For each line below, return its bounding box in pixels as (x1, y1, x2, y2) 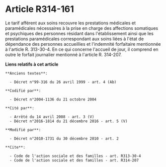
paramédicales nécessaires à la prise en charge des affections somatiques (5, 25, 158, 31)
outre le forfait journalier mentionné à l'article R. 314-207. (5, 51, 122, 58)
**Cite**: (5, 145, 26, 150)
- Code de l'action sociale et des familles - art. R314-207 (9, 158, 139, 163)
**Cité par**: (5, 105, 35, 110)
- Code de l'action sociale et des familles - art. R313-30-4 (9, 153, 141, 159)
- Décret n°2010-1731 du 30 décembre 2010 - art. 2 (9, 136, 119, 141)
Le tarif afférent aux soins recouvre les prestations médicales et (5, 20, 136, 26)
